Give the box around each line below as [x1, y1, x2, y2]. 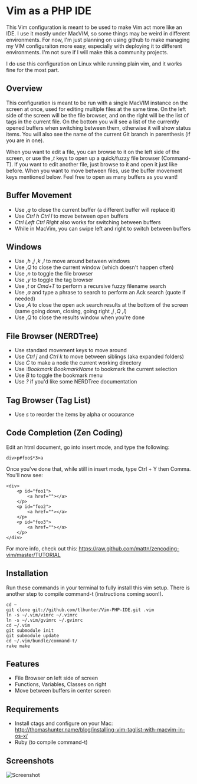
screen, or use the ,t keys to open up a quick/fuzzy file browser [6, 155, 160, 162]
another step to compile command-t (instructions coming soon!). [6, 590, 163, 597]
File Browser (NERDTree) [6, 331, 98, 341]
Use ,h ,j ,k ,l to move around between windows [14, 258, 130, 265]
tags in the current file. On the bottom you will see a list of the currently [6, 118, 179, 125]
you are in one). [6, 137, 44, 144]
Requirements [6, 704, 59, 714]
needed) [14, 295, 35, 302]
